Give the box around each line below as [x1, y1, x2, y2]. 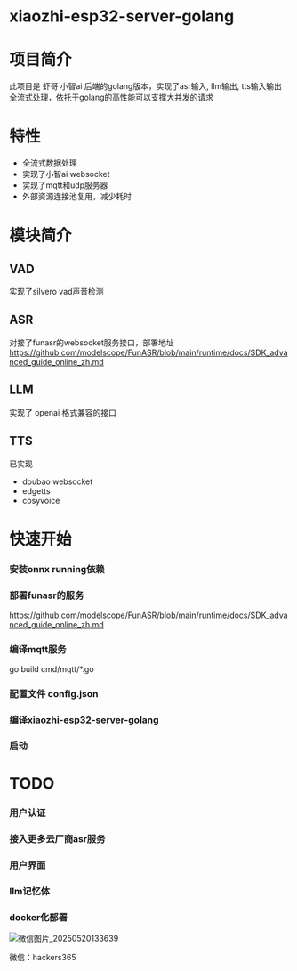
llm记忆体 [9, 885, 51, 897]
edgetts [21, 485, 51, 496]
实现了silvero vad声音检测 [9, 287, 104, 297]
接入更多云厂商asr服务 [9, 833, 106, 845]
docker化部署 [9, 910, 68, 923]
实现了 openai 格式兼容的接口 [9, 407, 117, 417]
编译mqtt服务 [9, 643, 67, 655]
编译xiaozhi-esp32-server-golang [9, 714, 159, 726]
